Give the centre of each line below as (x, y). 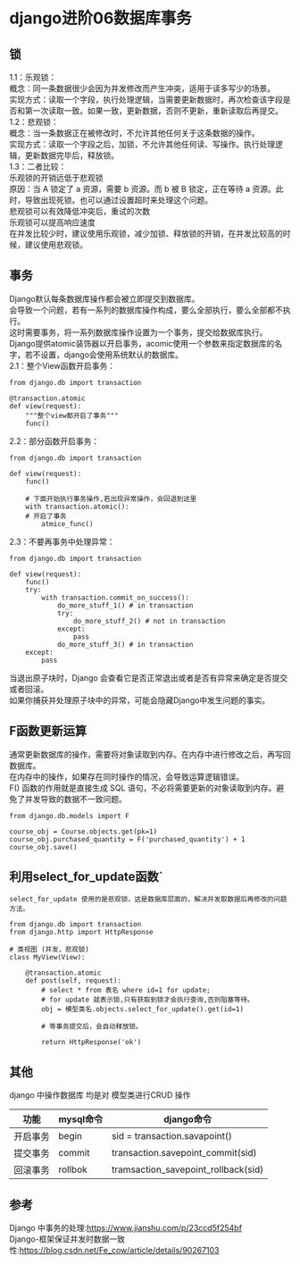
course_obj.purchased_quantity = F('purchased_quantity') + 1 (127, 839)
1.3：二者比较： (38, 167)
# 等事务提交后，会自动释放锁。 (92, 1027)
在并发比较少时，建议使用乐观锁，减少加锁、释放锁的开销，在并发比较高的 (146, 234)
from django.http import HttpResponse (81, 933)
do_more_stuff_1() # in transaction (125, 605)
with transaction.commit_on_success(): (116, 598)
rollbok (73, 1169)
